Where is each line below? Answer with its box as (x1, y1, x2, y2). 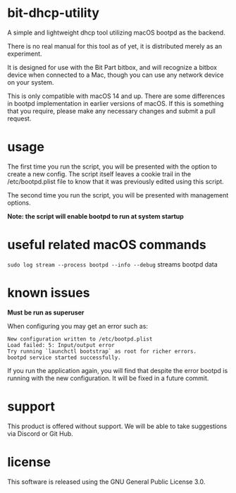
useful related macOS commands (7, 237, 206, 253)
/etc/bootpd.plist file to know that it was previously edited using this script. (7, 177, 224, 185)
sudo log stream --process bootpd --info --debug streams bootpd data (7, 260, 218, 269)
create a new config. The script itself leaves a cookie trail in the (7, 169, 192, 178)
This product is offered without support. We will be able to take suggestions (7, 422, 228, 430)
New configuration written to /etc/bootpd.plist (7, 335, 153, 343)
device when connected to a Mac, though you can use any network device (7, 71, 224, 79)
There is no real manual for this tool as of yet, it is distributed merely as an (7, 42, 223, 50)
